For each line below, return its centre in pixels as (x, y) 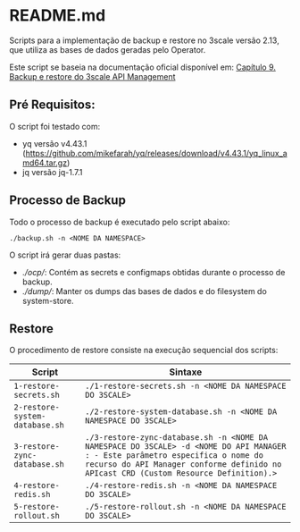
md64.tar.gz (45, 163)
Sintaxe (186, 372)
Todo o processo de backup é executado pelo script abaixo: (120, 222)
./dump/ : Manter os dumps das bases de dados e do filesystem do (145, 291)
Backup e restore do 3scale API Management (92, 76)
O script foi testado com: (55, 126)
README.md (58, 16)
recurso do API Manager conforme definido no (183, 464)
